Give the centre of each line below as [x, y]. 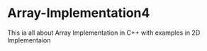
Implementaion [29, 40]
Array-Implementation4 [79, 13]
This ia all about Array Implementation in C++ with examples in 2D [104, 33]
